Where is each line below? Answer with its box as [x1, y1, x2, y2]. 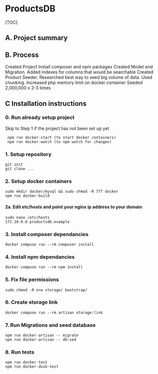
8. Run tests [5, 349, 35, 356]
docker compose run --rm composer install [5, 242, 94, 247]
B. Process [5, 51, 39, 59]
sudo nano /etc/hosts [5, 215, 50, 220]
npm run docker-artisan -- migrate [5, 333, 79, 338]
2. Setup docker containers [5, 178, 72, 185]
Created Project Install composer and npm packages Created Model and [5, 64, 153, 70]
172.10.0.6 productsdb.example [5, 219, 70, 224]
